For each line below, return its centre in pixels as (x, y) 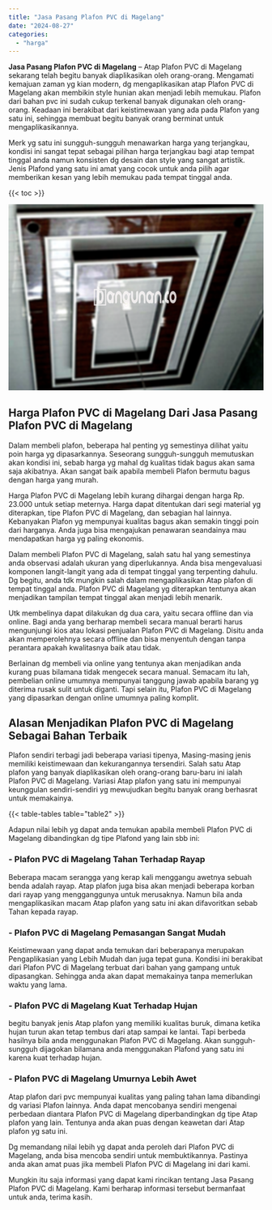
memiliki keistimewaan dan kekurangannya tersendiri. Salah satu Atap (125, 764)
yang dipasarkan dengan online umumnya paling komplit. (104, 697)
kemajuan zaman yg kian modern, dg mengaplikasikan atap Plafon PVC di (131, 84)
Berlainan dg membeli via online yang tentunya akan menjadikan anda (125, 663)
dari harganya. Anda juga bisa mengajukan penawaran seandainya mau (127, 530)
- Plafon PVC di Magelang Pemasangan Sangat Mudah (117, 933)
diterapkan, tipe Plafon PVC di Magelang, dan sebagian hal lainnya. (120, 513)
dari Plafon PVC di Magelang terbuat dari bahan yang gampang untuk (124, 968)
